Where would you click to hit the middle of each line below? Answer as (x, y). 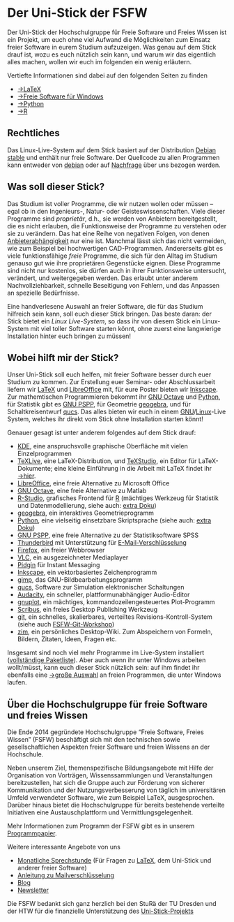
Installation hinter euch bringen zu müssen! (69, 336)
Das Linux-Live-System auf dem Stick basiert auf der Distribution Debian (112, 150)
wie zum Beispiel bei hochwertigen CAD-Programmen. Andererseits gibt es (115, 248)
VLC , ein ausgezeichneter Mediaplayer (73, 557)
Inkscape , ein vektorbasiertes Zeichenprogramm (87, 572)
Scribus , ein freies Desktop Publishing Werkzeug (87, 610)
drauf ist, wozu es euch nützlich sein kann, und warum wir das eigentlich (112, 54)
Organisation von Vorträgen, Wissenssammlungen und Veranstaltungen (110, 775)
